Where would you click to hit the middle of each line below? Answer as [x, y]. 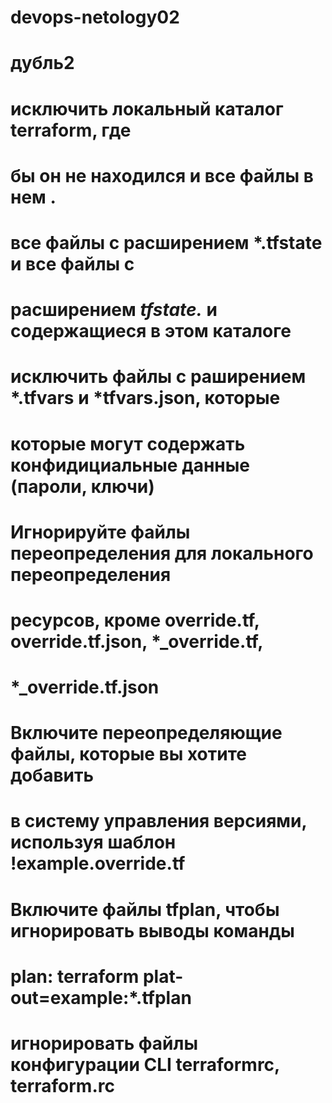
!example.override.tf [98, 863]
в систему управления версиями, [158, 821]
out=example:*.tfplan [101, 997]
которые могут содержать [128, 443]
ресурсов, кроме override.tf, [135, 620]
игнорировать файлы [104, 1043]
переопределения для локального [162, 553]
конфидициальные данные [130, 465]
